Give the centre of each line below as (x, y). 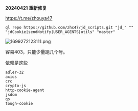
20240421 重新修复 (26, 8)
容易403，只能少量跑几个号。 (37, 52)
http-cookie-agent (25, 90)
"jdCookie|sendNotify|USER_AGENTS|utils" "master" (60, 32)
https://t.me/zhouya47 (29, 18)
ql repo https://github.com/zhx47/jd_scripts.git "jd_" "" (70, 27)
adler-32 (15, 72)
